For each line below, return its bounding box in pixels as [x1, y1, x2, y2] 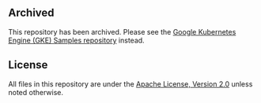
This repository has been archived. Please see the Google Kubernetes [8, 27, 236, 36]
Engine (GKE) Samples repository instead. [8, 35, 145, 45]
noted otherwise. [8, 87, 64, 97]
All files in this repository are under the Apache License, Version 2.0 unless [8, 79, 253, 89]
